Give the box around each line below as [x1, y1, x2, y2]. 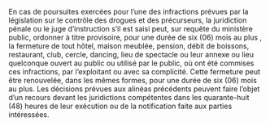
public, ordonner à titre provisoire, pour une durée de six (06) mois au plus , [8, 32, 263, 42]
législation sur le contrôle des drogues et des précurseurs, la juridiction [8, 15, 247, 25]
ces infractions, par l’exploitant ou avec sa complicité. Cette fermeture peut [8, 67, 261, 76]
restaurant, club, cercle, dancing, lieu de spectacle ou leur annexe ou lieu [8, 50, 255, 59]
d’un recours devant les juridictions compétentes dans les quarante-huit [8, 93, 250, 102]
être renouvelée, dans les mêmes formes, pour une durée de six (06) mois [8, 76, 258, 85]
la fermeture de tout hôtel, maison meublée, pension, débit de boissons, [8, 41, 250, 51]
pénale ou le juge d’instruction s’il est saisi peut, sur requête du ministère [8, 24, 254, 33]
